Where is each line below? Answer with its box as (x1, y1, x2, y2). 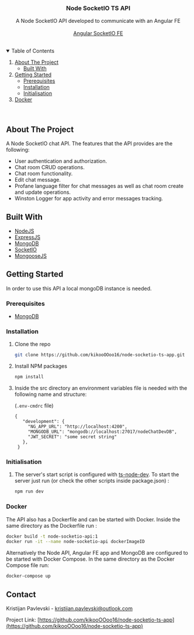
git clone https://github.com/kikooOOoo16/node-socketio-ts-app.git (14, 352, 185, 358)
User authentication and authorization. (14, 158, 108, 165)
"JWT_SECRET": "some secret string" (27, 434, 117, 440)
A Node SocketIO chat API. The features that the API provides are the (6, 140, 173, 147)
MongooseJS (14, 252, 47, 259)
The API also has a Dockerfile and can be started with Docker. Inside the (6, 515, 181, 523)
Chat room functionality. (14, 170, 73, 177)
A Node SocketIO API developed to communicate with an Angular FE (15, 18, 181, 25)
